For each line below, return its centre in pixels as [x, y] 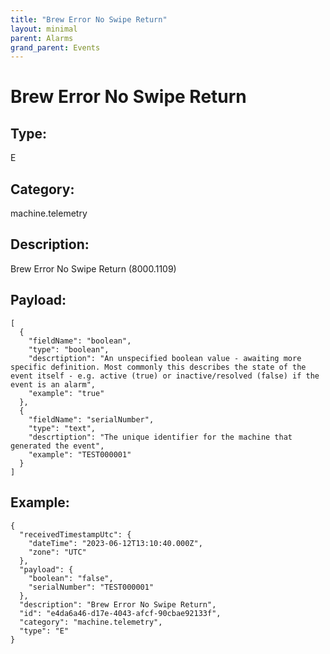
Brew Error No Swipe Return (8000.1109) [93, 268]
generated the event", [57, 446]
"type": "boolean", [69, 349]
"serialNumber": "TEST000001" [91, 587]
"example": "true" [66, 393]
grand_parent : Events [55, 47]
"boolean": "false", [71, 578]
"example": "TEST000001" [80, 454]
